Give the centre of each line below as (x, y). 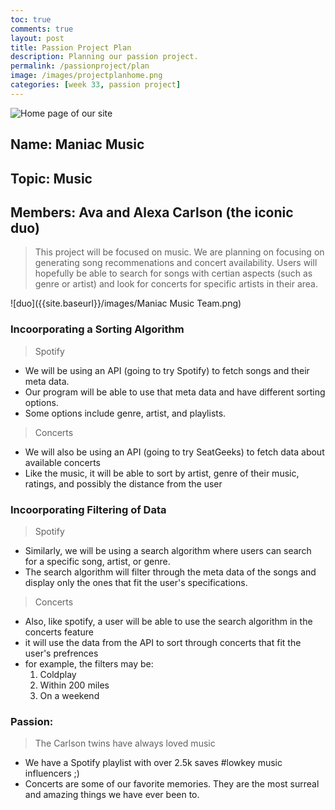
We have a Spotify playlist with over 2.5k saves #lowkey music (153, 763)
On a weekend (69, 695)
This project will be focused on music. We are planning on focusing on (179, 252)
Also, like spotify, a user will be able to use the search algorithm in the (168, 621)
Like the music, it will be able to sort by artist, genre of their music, (162, 473)
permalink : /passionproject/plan (80, 66)
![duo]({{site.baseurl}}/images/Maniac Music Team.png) (126, 303)
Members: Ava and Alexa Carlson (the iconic (152, 212)
